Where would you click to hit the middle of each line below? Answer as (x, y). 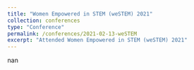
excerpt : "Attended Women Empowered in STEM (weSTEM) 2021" (98, 40)
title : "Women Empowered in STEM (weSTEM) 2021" (80, 14)
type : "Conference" (36, 27)
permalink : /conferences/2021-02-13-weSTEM (72, 34)
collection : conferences (44, 21)
